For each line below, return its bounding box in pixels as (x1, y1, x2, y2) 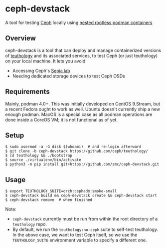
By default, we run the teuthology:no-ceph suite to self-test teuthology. (12, 226, 159, 232)
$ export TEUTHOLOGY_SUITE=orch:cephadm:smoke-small (5, 188, 117, 194)
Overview (5, 34, 36, 42)
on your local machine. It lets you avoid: (5, 58, 87, 64)
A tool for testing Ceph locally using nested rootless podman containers (5, 19, 153, 25)
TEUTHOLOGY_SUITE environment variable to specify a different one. (12, 237, 147, 243)
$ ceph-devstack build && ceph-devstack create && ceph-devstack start (5, 193, 157, 198)
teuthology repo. (12, 221, 47, 227)
